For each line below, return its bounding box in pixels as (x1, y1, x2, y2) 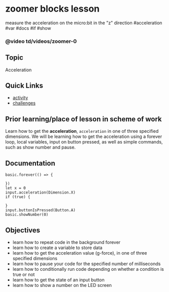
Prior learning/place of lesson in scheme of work (5, 115, 162, 123)
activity (12, 94, 28, 101)
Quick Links (5, 81, 44, 90)
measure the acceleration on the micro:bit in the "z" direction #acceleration (5, 20, 162, 26)
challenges (12, 100, 36, 106)
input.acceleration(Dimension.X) (5, 190, 76, 195)
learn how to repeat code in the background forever (12, 239, 120, 245)
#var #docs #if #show (5, 25, 52, 31)
